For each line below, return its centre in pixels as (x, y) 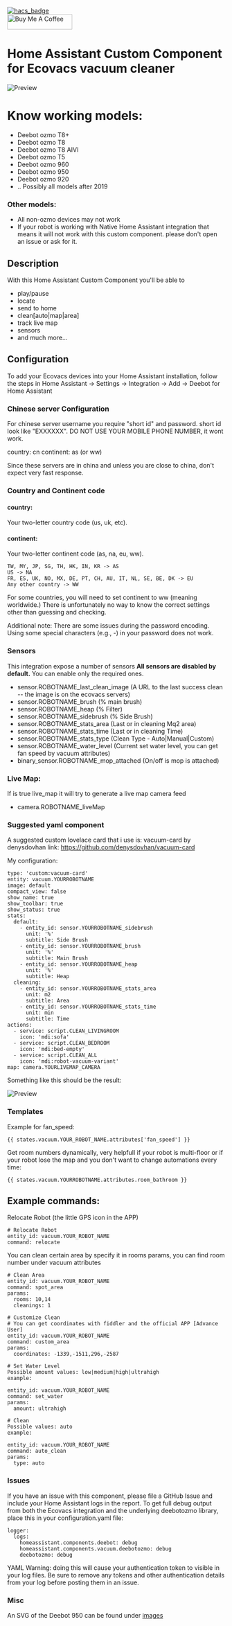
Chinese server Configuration (58, 409)
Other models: (32, 204)
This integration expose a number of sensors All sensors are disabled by (112, 666)
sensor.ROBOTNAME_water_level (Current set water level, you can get (117, 745)
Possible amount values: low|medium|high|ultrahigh (83, 1372)
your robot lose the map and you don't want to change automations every (112, 1160)
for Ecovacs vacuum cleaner (91, 69)
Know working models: (75, 116)
